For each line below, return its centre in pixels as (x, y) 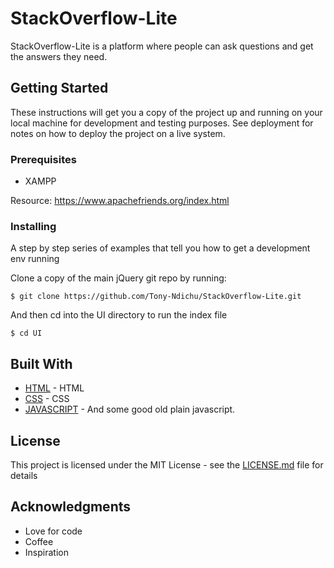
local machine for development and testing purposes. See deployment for (162, 123)
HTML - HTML (54, 388)
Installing (33, 226)
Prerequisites (43, 159)
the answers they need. (59, 56)
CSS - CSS (47, 399)
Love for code (53, 531)
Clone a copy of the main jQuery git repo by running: (118, 278)
